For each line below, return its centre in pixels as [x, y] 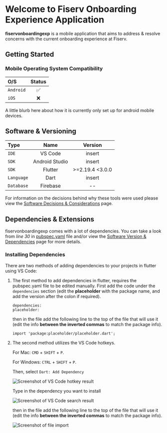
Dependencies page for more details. [43, 242]
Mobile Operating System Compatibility [54, 69]
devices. [14, 115]
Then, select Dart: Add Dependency [48, 371]
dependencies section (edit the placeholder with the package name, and [86, 291]
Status [38, 82]
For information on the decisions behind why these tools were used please [82, 198]
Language [18, 178]
